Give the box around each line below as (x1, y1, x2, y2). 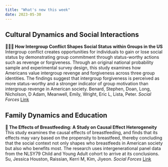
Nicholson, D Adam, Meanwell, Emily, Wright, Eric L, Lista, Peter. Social (5, 91, 151, 97)
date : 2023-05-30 (5, 12, 41, 17)
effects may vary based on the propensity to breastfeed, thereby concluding (5, 135, 162, 141)
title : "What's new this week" (5, 7, 70, 12)
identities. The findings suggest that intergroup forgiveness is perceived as (5, 75, 160, 81)
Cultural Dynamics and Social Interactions (5, 30, 139, 39)
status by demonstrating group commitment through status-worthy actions (5, 54, 159, 60)
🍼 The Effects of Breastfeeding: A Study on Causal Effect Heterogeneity (5, 124, 157, 130)
